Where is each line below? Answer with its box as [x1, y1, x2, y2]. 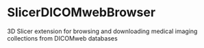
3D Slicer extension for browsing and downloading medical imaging [7, 27, 198, 35]
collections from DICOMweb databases [7, 34, 118, 42]
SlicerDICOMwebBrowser [7, 5, 156, 20]
